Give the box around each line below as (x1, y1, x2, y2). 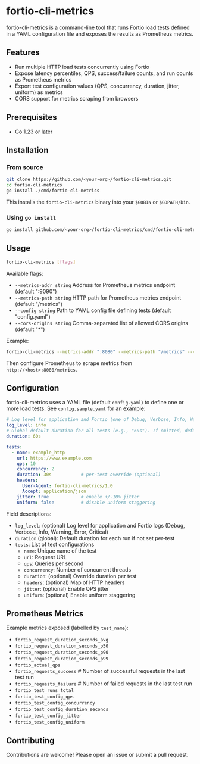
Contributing (6, 735, 55, 746)
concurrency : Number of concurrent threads (23, 566, 132, 573)
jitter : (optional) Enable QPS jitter (23, 585, 109, 592)
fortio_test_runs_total (14, 688, 74, 694)
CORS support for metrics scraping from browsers (14, 95, 139, 102)
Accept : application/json (21, 488, 86, 494)
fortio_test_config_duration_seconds (14, 707, 109, 713)
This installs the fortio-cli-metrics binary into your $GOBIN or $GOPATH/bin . (6, 198, 190, 205)
